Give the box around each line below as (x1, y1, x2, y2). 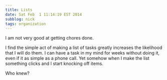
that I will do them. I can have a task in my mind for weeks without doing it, (5, 50, 160, 56)
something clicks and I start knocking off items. (5, 60, 104, 66)
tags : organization (5, 21, 46, 26)
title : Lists (5, 7, 33, 12)
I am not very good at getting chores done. (5, 35, 94, 41)
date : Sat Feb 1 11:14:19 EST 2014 (5, 12, 82, 17)
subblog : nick (5, 16, 35, 21)
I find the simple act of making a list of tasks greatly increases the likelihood (5, 44, 162, 50)
